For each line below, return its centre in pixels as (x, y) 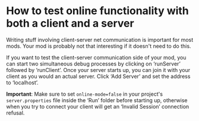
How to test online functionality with (97, 11)
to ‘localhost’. (22, 82)
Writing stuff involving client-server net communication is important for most (100, 40)
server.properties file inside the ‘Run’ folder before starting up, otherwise (97, 100)
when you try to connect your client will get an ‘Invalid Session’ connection (98, 106)
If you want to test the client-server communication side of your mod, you (96, 57)
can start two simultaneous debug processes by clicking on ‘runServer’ (94, 64)
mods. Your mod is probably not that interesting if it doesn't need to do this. (99, 46)
